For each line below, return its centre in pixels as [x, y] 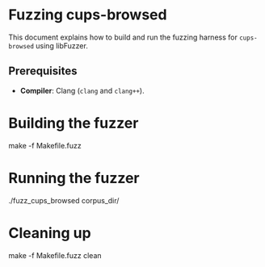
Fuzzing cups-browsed [88, 15]
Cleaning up [50, 233]
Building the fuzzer [74, 123]
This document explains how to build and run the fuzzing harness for [123, 37]
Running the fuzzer [74, 178]
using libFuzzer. [62, 45]
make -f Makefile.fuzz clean [55, 255]
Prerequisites [43, 71]
